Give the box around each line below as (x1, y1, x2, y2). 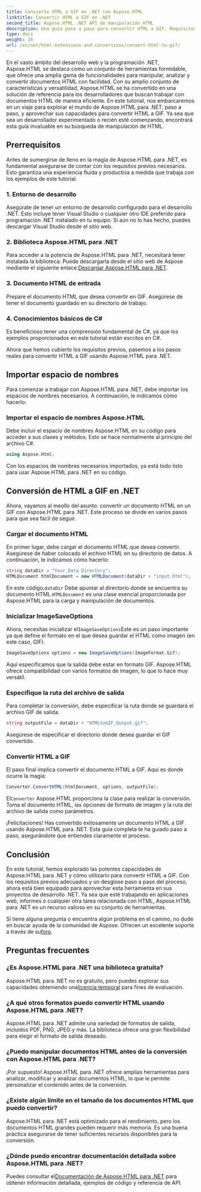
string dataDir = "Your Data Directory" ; (6, 567, 111, 573)
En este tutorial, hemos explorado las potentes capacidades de (6, 865, 162, 873)
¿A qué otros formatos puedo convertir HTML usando (6, 998, 165, 1006)
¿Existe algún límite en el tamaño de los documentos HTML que (6, 1097, 194, 1105)
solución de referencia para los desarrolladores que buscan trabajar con (6, 91, 184, 98)
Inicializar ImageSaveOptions (6, 612, 94, 620)
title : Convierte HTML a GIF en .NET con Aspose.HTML (6, 8, 144, 15)
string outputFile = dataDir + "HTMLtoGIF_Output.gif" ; (6, 720, 148, 727)
